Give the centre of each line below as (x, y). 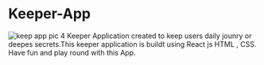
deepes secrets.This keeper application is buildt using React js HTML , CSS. (132, 44)
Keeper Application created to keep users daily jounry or (159, 36)
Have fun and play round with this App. (72, 52)
